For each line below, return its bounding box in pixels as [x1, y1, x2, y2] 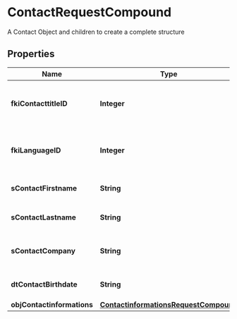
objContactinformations [11, 299, 93, 309]
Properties [7, 48, 55, 60]
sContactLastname [11, 212, 76, 222]
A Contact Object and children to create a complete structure [7, 28, 185, 36]
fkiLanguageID [11, 145, 61, 155]
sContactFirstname [11, 183, 78, 193]
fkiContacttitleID [11, 98, 68, 108]
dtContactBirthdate [11, 279, 78, 289]
